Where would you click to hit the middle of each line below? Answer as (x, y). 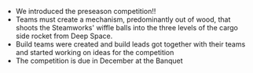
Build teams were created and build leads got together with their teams (130, 44)
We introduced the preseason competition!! (86, 11)
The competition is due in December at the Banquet (99, 61)
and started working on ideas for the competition (95, 52)
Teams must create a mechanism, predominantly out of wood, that (123, 19)
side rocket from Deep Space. (64, 36)
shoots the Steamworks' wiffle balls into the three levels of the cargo (126, 28)
